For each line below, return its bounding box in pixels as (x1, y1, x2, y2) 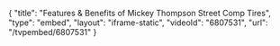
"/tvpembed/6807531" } (8, 27, 97, 37)
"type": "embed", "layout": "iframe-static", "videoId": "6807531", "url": (8, 17, 268, 28)
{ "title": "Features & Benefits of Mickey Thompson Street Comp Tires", (8, 8, 272, 18)
